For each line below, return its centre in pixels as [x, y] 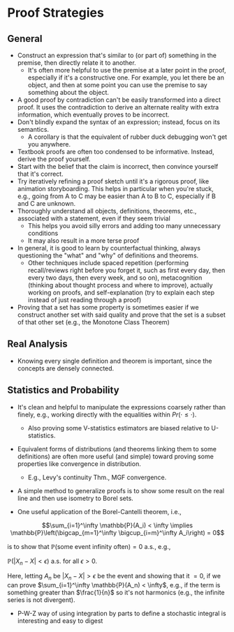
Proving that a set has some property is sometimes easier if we [108, 307]
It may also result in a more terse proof [83, 241]
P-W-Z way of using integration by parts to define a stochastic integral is [122, 614]
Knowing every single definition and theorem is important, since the [115, 361]
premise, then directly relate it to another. [76, 63]
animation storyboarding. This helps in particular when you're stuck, [116, 189]
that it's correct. [41, 174]
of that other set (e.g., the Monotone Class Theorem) [93, 322]
